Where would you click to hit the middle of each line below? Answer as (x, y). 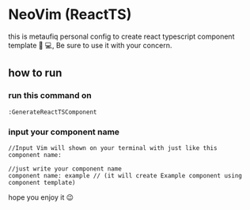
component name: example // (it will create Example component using (125, 175)
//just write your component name (65, 169)
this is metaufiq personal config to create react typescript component (121, 36)
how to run (35, 73)
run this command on (50, 96)
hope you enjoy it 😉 (41, 197)
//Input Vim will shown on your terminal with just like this (113, 148)
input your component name (64, 132)
